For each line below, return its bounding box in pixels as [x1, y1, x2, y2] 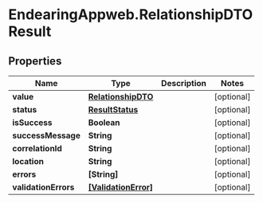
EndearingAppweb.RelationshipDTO [8, 6, 253, 24]
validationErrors [12, 182, 75, 193]
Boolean [88, 117, 120, 128]
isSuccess [12, 117, 53, 128]
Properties [8, 54, 62, 68]
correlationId [12, 143, 62, 154]
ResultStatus [88, 104, 139, 115]
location [12, 156, 44, 166]
